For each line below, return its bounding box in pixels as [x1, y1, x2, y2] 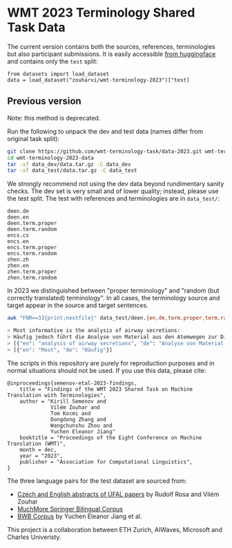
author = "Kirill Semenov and [19, 398, 107, 405]
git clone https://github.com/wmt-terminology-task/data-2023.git [7, 147, 202, 155]
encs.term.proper [7, 244, 57, 251]
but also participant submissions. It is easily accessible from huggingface [7, 50, 216, 58]
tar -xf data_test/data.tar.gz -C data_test [7, 167, 137, 174]
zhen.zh [7, 256, 30, 264]
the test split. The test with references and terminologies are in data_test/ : [7, 194, 220, 203]
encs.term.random [7, 250, 57, 257]
